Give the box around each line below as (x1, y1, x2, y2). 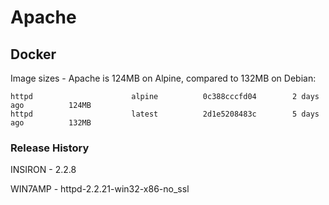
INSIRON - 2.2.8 (10, 164, 77, 176)
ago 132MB (10, 118, 92, 128)
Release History (10, 141, 90, 155)
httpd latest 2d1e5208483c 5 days (10, 109, 320, 119)
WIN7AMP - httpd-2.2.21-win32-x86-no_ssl (10, 183, 190, 195)
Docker (10, 46, 57, 63)
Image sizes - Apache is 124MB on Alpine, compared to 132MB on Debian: (10, 72, 317, 84)
